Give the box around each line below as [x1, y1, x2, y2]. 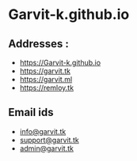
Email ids [8, 106, 54, 119]
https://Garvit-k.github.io [19, 58, 101, 67]
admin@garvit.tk [19, 144, 74, 153]
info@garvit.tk [19, 126, 67, 136]
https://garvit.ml [19, 75, 73, 84]
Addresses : [8, 37, 70, 51]
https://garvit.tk [19, 66, 71, 76]
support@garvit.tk [19, 135, 79, 144]
